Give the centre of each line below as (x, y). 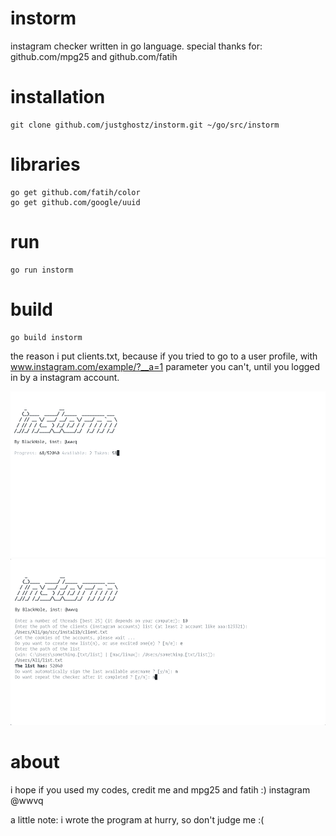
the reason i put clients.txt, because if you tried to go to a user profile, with (164, 356)
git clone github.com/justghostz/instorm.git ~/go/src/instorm (145, 125)
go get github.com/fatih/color (75, 192)
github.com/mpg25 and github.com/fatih (94, 56)
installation (58, 97)
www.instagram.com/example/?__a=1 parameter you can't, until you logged (165, 366)
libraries (45, 164)
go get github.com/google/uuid (75, 202)
